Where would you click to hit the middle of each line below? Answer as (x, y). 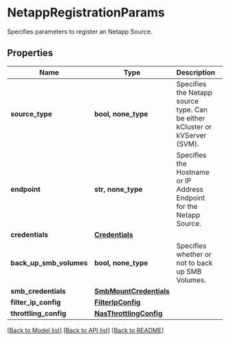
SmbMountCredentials (132, 291)
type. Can (192, 110)
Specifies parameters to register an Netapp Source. (80, 31)
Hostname (193, 172)
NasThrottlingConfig (129, 313)
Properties (30, 53)
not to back (194, 263)
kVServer (191, 135)
